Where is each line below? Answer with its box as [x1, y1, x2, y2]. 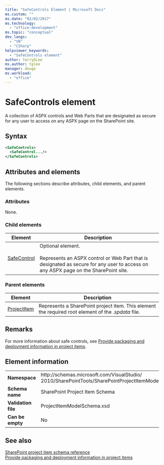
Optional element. [40, 242, 81, 249]
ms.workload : [5, 71, 32, 76]
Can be [7, 414, 24, 420]
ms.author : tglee [5, 62, 41, 67]
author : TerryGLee [5, 57, 42, 62]
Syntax [5, 132, 27, 140]
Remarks [5, 325, 33, 333]
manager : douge [5, 67, 36, 71]
